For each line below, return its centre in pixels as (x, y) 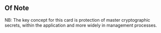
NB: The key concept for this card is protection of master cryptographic (78, 20)
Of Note (17, 8)
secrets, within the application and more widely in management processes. (81, 25)
